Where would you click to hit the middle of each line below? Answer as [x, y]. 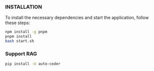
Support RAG [21, 54]
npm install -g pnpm [26, 32]
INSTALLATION [24, 7]
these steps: [18, 23]
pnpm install [19, 36]
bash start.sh [20, 41]
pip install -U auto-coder [33, 64]
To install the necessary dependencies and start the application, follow [77, 18]
